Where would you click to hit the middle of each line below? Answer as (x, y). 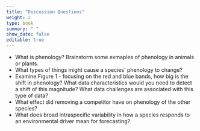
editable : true (25, 40)
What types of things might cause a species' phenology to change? (98, 70)
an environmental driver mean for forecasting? (73, 121)
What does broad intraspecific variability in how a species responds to (102, 115)
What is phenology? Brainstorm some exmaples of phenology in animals (105, 57)
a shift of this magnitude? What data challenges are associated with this (104, 89)
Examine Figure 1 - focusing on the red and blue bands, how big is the (102, 76)
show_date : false (28, 34)
